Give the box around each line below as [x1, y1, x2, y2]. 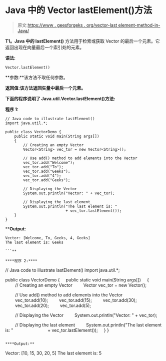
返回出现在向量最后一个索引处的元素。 [5, 44, 84, 50]
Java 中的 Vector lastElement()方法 [5, 5, 152, 16]
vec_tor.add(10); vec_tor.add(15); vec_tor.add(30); [14, 297, 137, 303]
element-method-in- [118, 22, 160, 28]
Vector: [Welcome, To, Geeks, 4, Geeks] [5, 235, 91, 240]
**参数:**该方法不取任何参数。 [5, 74, 68, 80]
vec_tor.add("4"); [23, 173, 61, 178]
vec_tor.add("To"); [23, 164, 64, 169]
